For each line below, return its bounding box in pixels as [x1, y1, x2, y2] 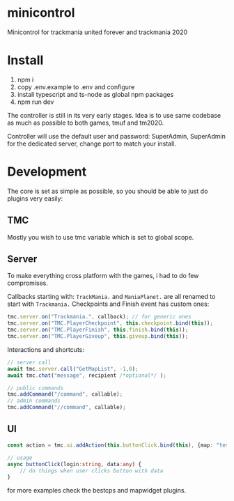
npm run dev [17, 98, 54, 106]
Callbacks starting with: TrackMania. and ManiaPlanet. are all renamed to [7, 293, 216, 301]
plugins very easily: [7, 194, 63, 203]
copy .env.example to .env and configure [17, 82, 135, 91]
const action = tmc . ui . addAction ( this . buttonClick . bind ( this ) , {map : [7, 441, 214, 449]
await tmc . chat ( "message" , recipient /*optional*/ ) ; [7, 371, 167, 379]
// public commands [7, 385, 64, 392]
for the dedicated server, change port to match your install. [7, 139, 176, 148]
